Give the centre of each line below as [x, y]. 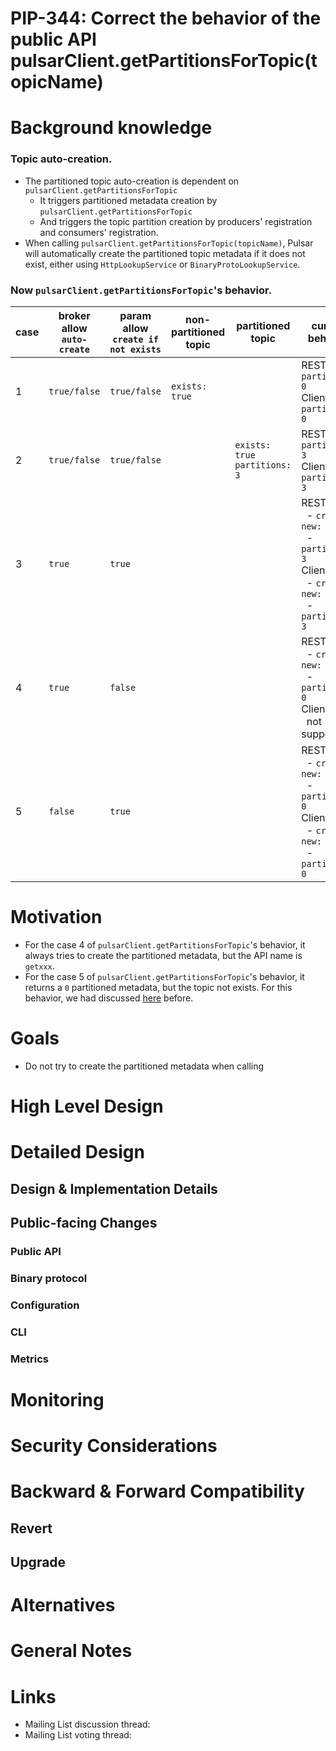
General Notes [71, 1651]
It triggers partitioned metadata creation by [128, 200]
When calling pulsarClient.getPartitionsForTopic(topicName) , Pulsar [169, 243]
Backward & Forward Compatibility [157, 1491]
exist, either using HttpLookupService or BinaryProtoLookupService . [162, 264]
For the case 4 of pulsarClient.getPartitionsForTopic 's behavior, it [165, 944]
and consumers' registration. [99, 232]
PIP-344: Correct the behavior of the [166, 18]
